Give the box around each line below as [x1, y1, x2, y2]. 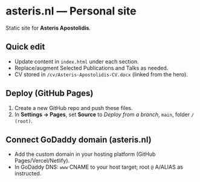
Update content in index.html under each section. [14, 57, 140, 65]
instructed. [14, 170, 42, 177]
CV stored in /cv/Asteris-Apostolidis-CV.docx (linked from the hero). [14, 71, 188, 78]
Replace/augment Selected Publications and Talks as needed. [14, 64, 169, 71]
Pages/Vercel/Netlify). [14, 157, 70, 164]
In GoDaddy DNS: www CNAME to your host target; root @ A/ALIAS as [14, 163, 184, 171]
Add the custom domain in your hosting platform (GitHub [14, 151, 156, 158]
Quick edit [5, 42, 45, 52]
